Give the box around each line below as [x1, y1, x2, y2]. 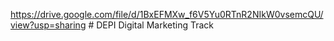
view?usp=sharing [10, 19, 87, 31]
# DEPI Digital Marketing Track [88, 19, 215, 31]
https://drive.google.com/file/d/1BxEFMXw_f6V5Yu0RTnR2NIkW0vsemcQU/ [10, 9, 324, 20]
